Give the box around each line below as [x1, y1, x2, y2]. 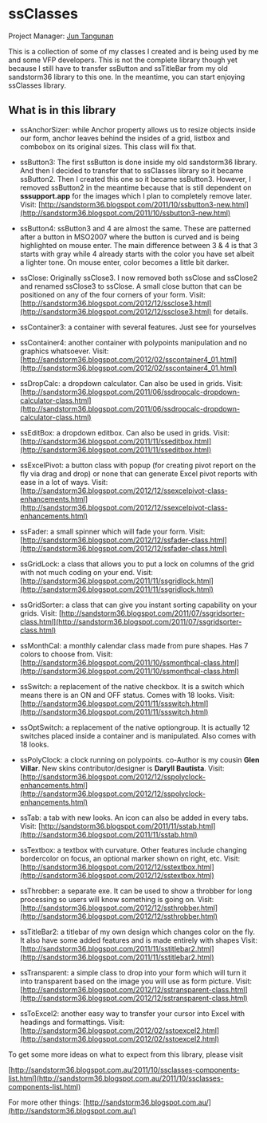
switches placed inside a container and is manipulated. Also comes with [19, 731, 257, 740]
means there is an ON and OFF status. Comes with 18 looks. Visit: [19, 690, 235, 699]
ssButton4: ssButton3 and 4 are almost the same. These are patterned [19, 223, 251, 233]
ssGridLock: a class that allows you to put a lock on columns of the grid [19, 559, 255, 569]
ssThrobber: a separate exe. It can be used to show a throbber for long [19, 886, 253, 896]
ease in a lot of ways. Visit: [19, 477, 108, 487]
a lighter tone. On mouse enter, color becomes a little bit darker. [19, 257, 230, 267]
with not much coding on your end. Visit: [19, 567, 154, 577]
